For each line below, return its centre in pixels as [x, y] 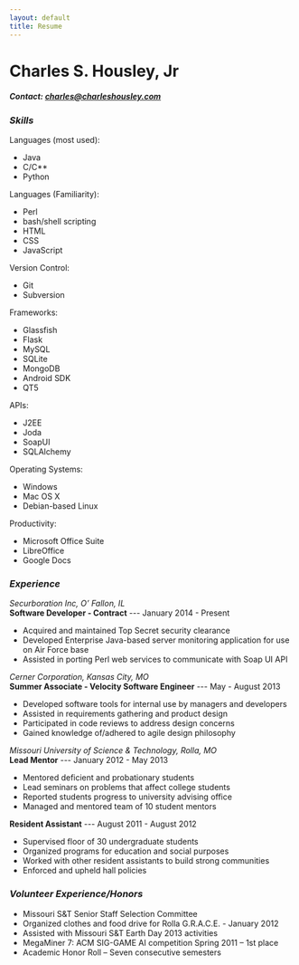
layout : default [40, 18]
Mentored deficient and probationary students [108, 778]
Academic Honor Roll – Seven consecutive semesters [121, 952]
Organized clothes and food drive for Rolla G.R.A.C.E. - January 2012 [150, 923]
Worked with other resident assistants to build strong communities [146, 861]
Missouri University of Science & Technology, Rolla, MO [113, 750]
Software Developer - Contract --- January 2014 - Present [120, 613]
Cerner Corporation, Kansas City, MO [79, 677]
